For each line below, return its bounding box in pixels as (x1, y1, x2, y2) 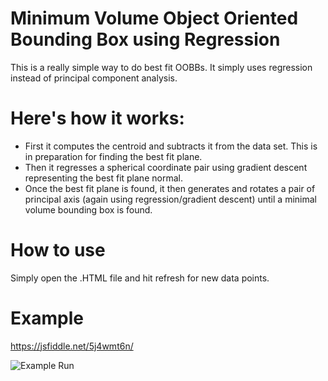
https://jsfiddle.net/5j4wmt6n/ (10, 340, 134, 352)
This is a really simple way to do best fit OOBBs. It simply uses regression (10, 61, 313, 73)
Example (10, 307, 84, 329)
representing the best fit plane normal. (24, 172, 183, 184)
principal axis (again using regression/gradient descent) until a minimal (24, 193, 317, 205)
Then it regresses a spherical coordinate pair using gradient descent (24, 161, 308, 173)
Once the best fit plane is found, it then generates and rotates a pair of (24, 182, 316, 194)
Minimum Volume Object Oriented (10, 7, 299, 30)
